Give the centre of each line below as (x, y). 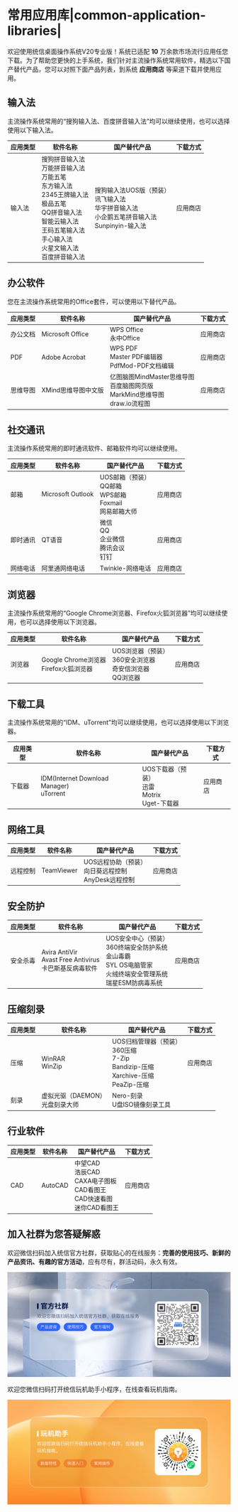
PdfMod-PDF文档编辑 (142, 365)
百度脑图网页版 (131, 386)
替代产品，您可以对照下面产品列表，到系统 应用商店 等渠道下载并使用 (114, 69)
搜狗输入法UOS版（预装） (132, 190)
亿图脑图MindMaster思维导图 (152, 377)
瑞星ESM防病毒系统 (134, 982)
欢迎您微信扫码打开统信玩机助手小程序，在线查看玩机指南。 (94, 1389)
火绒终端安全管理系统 (137, 974)
